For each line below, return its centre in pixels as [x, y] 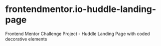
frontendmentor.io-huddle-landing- [81, 9]
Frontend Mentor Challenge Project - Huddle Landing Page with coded [78, 33]
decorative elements [26, 39]
